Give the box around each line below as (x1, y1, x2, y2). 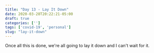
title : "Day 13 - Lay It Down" (5, 7, 69, 12)
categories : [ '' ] (5, 20, 41, 26)
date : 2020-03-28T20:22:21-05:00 (5, 12, 73, 16)
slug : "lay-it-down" (5, 29, 47, 34)
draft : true (5, 16, 29, 21)
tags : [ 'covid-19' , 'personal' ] (5, 25, 71, 30)
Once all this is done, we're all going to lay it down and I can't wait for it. (5, 43, 150, 48)
